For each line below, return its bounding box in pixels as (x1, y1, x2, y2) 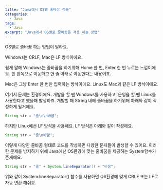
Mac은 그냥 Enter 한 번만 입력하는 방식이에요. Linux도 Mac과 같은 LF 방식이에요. (5, 81, 159, 87)
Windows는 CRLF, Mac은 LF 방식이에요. (5, 54, 83, 60)
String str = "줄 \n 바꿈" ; (5, 132, 54, 137)
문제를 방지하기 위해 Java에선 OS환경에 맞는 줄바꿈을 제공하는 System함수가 (10, 148, 157, 154)
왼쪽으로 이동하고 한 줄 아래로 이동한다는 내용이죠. (16, 71, 111, 76)
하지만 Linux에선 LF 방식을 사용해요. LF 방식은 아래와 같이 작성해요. (5, 123, 133, 128)
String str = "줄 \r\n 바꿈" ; (5, 113, 59, 118)
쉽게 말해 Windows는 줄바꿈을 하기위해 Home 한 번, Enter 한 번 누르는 (5, 64, 139, 70)
